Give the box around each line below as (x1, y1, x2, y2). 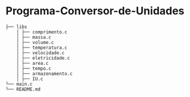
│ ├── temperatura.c (16, 45, 68, 51)
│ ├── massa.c (16, 34, 51, 40)
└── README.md (5, 86, 41, 92)
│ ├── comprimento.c (16, 29, 68, 35)
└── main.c (5, 81, 33, 87)
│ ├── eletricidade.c (16, 55, 70, 61)
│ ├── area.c (16, 60, 49, 66)
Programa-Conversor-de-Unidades (5, 4, 185, 18)
